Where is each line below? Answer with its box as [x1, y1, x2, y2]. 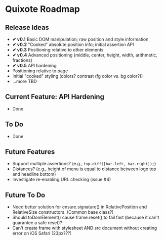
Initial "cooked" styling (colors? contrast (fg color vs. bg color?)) [12, 73, 143, 79]
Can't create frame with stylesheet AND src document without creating [12, 225, 157, 231]
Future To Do [5, 191, 45, 199]
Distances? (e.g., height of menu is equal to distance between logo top [12, 166, 157, 172]
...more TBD [12, 78, 37, 84]
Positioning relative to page [12, 68, 68, 74]
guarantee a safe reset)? [12, 220, 63, 226]
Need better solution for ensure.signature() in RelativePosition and [12, 204, 147, 210]
